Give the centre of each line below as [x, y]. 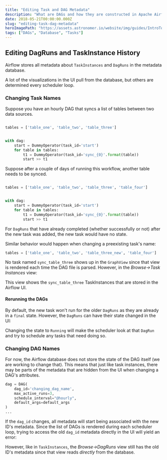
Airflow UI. [16, 288]
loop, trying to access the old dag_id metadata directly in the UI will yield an [83, 432]
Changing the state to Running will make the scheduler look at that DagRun [80, 330]
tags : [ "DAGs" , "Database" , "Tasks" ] [44, 33]
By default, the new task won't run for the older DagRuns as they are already [82, 310]
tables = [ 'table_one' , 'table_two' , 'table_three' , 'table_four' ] [77, 188]
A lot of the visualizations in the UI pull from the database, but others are [79, 79]
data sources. [19, 114]
